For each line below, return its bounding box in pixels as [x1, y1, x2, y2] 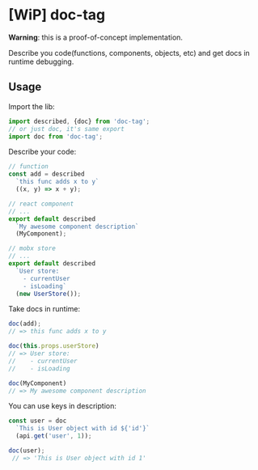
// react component [8, 200, 74, 208]
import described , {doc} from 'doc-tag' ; [8, 117, 150, 125]
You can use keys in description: [8, 401, 117, 411]
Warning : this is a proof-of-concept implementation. [8, 32, 184, 42]
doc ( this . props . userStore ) [8, 342, 99, 350]
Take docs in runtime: [8, 304, 81, 314]
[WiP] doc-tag [8, 6, 106, 24]
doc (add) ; [8, 320, 42, 328]
